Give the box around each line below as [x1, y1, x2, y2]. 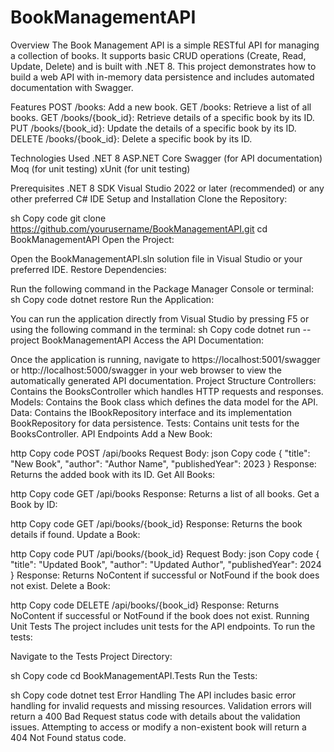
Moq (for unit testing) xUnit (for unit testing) [10, 162, 191, 175]
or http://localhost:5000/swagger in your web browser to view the [10, 364, 282, 376]
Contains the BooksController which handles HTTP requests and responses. [10, 385, 324, 397]
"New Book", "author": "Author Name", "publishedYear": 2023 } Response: [10, 457, 317, 470]
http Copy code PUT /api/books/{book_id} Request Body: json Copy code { [10, 547, 320, 560]
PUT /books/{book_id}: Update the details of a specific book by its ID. [10, 122, 297, 134]
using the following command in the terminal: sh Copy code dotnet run [10, 323, 301, 335]
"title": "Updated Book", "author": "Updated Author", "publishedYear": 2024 [10, 558, 322, 570]
